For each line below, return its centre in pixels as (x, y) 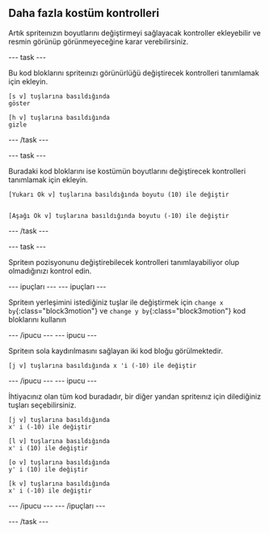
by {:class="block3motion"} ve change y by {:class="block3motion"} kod (127, 310)
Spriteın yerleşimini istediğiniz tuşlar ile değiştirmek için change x (116, 302)
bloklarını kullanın (38, 319)
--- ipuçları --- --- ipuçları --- (57, 286)
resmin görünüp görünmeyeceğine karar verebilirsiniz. (99, 41)
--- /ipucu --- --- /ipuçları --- (57, 505)
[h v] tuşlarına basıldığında (59, 117)
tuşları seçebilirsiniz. (42, 405)
